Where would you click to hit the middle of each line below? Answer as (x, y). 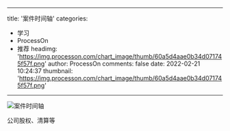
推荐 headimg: (37, 49)
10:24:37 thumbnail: (45, 71)
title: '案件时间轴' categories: (48, 18)
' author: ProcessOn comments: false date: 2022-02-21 (122, 63)
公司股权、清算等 (31, 120)
